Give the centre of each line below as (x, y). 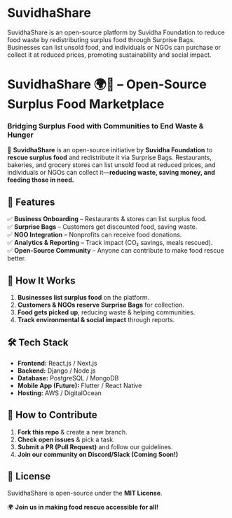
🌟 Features (31, 202)
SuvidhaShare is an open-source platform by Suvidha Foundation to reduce (116, 32)
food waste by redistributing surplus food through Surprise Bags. (101, 39)
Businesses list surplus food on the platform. (83, 298)
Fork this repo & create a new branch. (72, 432)
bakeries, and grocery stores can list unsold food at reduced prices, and (111, 165)
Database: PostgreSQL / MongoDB (68, 378)
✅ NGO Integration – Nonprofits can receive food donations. (95, 235)
